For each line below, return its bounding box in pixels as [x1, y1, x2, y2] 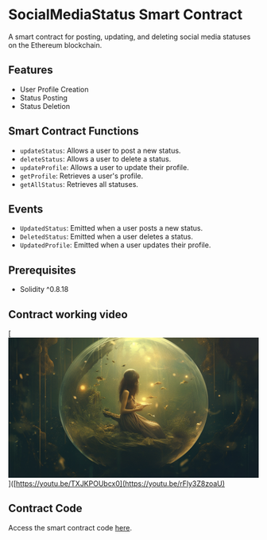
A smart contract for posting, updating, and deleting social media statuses [8, 32, 251, 41]
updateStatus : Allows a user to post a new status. [19, 146, 181, 155]
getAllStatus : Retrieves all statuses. [19, 179, 139, 188]
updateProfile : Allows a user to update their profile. [19, 162, 189, 172]
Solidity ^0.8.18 [19, 285, 69, 294]
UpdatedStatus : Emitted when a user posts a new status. [19, 223, 203, 233]
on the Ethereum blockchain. [8, 40, 103, 49]
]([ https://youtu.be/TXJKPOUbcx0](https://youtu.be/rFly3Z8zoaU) [8, 479, 225, 488]
